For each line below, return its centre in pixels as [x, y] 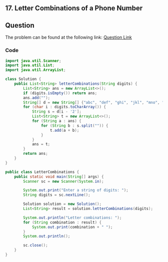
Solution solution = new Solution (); [62, 204]
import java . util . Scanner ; [33, 61]
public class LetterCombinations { [42, 172]
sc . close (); [36, 245]
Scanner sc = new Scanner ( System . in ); [63, 181]
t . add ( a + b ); [64, 130]
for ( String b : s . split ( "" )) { [74, 125]
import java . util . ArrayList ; [35, 70]
